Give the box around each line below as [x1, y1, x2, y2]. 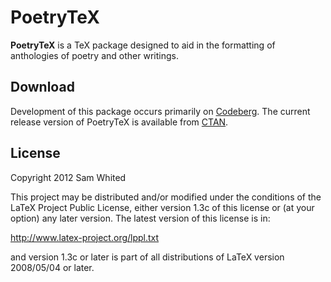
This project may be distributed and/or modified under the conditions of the [10, 191, 322, 203]
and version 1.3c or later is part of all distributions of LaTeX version [10, 251, 285, 263]
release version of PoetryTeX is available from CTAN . [10, 116, 229, 128]
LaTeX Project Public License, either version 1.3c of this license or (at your [10, 201, 315, 213]
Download [10, 79, 75, 96]
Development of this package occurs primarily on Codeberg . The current [10, 105, 311, 117]
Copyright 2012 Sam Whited [10, 171, 127, 183]
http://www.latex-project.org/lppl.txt [10, 231, 160, 243]
